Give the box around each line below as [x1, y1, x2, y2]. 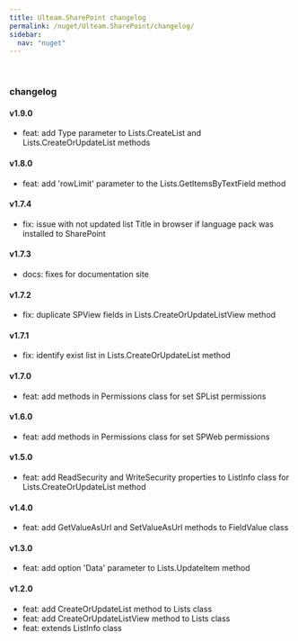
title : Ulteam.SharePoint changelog [9, 13, 146, 23]
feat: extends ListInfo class [22, 622, 123, 633]
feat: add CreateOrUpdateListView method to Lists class [22, 613, 231, 624]
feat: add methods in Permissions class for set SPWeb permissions [22, 431, 270, 442]
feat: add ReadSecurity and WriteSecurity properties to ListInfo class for [22, 472, 290, 483]
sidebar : [9, 30, 42, 39]
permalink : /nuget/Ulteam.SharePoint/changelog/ [9, 22, 195, 31]
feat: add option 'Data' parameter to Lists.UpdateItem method [22, 563, 250, 573]
